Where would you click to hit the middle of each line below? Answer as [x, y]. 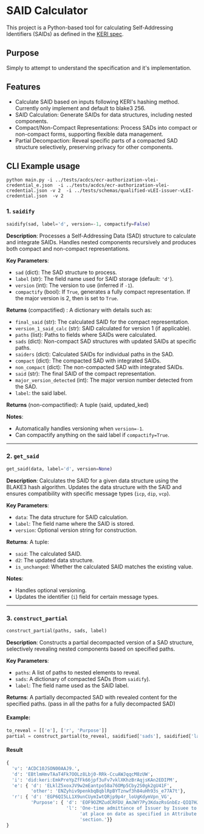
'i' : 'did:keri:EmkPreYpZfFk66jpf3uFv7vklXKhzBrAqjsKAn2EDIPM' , [95, 780]
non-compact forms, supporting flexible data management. [89, 134]
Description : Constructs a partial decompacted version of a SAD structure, [100, 642]
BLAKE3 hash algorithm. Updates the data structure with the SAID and [94, 487]
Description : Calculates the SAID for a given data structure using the [92, 480]
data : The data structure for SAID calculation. [72, 517]
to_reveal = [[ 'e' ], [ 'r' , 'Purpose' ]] [57, 731]
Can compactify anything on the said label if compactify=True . [92, 435]
